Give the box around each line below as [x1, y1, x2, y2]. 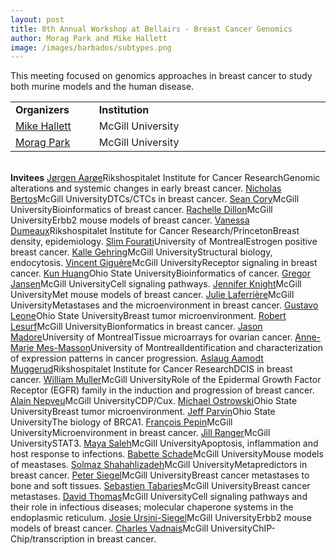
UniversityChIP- [210, 522, 276, 535]
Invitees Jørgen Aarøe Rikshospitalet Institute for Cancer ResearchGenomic [10, 172, 321, 184]
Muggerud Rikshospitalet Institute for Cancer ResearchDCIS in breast [10, 363, 293, 375]
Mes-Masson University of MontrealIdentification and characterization [36, 342, 323, 354]
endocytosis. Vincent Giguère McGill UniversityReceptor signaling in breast [10, 257, 318, 269]
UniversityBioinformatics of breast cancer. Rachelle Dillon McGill [10, 204, 273, 216]
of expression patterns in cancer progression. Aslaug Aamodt [10, 352, 264, 365]
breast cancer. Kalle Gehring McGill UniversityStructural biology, [10, 246, 273, 258]
